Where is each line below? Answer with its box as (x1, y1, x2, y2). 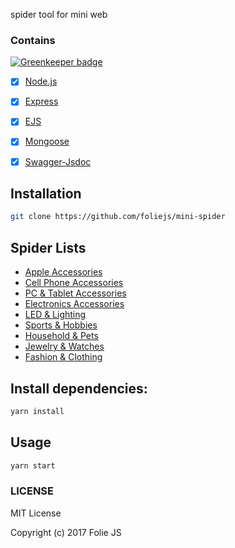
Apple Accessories (24, 266, 103, 278)
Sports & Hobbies (24, 319, 98, 331)
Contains (10, 33, 56, 47)
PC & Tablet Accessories (24, 287, 127, 299)
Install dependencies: (10, 380, 148, 397)
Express (24, 95, 59, 108)
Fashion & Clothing (24, 351, 103, 363)
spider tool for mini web (10, 9, 108, 20)
